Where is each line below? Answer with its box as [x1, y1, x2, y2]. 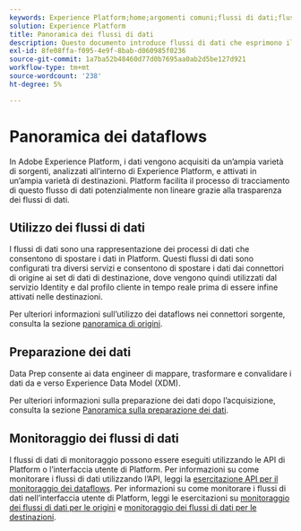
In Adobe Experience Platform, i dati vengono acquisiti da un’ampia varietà [9, 156, 284, 167]
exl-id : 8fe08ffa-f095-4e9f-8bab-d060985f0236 [9, 47, 186, 56]
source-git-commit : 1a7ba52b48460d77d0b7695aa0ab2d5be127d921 [9, 55, 246, 64]
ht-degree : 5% [9, 80, 63, 89]
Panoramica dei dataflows [9, 126, 208, 146]
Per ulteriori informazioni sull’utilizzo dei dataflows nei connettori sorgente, [9, 309, 286, 319]
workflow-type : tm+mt [9, 64, 90, 73]
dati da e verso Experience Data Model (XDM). [9, 378, 181, 388]
